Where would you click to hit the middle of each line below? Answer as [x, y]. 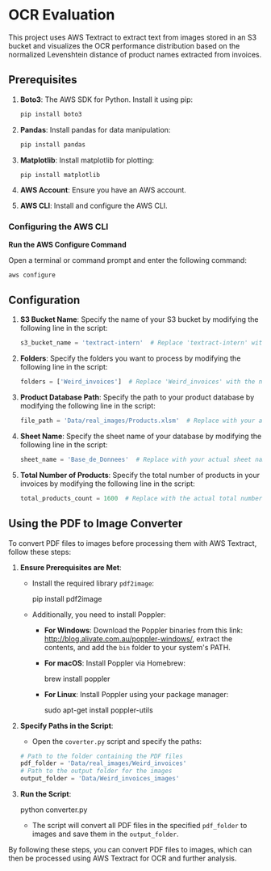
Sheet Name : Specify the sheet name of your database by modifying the [141, 436]
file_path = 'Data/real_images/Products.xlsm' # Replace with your [138, 421]
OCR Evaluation [62, 15]
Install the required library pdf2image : [93, 583]
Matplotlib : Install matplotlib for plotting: [87, 160]
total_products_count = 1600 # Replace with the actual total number [141, 498]
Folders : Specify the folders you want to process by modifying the [130, 358]
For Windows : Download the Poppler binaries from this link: [144, 630]
